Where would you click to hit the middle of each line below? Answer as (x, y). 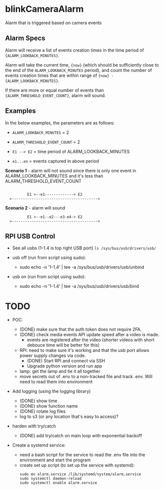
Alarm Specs (25, 38)
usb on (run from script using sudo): (49, 277)
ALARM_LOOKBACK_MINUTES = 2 (40, 132)
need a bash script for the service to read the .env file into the (82, 455)
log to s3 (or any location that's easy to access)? (69, 417)
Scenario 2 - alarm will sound (35, 208)
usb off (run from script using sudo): (49, 258)
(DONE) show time (38, 401)
